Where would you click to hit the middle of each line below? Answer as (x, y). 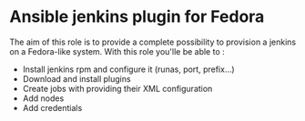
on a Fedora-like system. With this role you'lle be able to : (117, 51)
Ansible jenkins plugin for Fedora (137, 17)
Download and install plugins (76, 78)
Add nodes (43, 98)
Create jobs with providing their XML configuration (117, 88)
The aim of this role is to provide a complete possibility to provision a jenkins (153, 42)
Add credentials (52, 107)
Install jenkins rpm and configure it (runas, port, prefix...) (128, 69)
